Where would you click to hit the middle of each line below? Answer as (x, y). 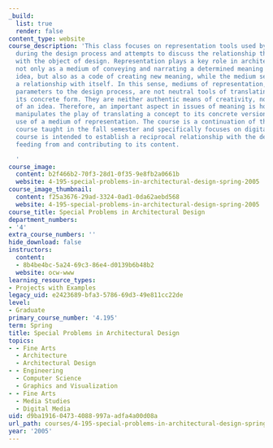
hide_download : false (45, 242)
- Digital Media (43, 409)
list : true (34, 24)
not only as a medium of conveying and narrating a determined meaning (140, 69)
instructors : (30, 250)
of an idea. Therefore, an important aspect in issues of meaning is (136, 107)
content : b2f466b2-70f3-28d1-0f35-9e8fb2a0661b (98, 174)
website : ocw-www (45, 272)
